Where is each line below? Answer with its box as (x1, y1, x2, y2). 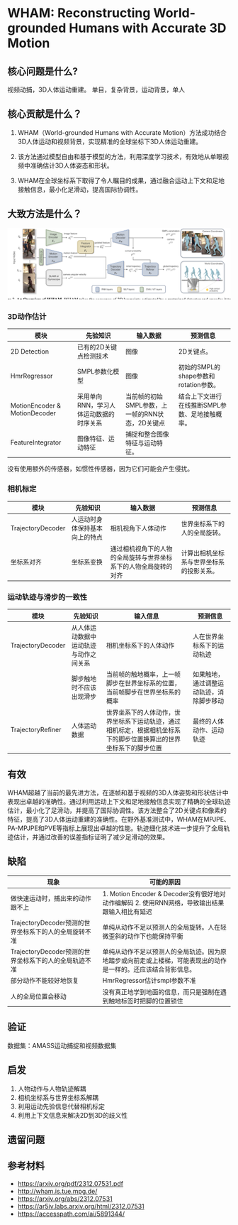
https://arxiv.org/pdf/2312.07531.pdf (17, 1179, 124, 1187)
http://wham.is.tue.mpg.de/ (17, 1187, 98, 1195)
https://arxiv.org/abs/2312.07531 (17, 1194, 113, 1203)
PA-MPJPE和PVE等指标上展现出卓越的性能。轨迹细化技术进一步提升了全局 (7, 824, 225, 832)
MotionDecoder (10, 408, 57, 417)
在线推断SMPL (178, 401, 221, 409)
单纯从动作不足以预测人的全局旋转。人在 (102, 922, 221, 931)
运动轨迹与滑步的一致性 (7, 592, 87, 602)
